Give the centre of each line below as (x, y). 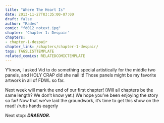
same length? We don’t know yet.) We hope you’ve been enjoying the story (82, 95)
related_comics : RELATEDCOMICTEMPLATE (45, 56)
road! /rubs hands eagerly (32, 106)
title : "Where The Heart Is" (35, 10)
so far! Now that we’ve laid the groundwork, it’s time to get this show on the (82, 101)
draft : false (19, 19)
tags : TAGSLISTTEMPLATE (30, 51)
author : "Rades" (22, 24)
